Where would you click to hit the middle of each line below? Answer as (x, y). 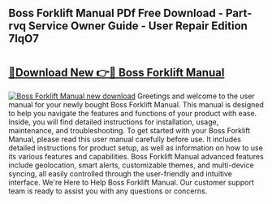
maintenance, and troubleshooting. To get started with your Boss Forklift (130, 130)
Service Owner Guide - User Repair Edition (138, 26)
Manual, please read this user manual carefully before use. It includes (125, 139)
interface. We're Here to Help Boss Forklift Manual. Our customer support (131, 182)
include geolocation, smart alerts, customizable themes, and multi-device (131, 165)
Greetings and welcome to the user (196, 96)
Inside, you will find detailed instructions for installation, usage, (114, 122)
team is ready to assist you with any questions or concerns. (108, 191)
